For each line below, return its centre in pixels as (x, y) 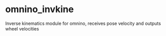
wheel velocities (22, 28)
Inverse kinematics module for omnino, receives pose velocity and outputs (83, 23)
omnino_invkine (40, 9)
